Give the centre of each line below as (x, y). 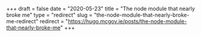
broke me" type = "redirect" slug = (49, 15)
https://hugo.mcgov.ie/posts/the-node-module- (127, 21)
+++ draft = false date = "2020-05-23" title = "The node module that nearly (101, 9)
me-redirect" (22, 21)
